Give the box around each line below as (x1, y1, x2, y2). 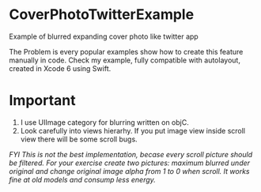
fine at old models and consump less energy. (9, 175, 157, 184)
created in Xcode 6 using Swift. (9, 63, 112, 73)
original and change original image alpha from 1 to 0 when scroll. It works (9, 166, 250, 175)
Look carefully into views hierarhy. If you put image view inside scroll (20, 126, 246, 135)
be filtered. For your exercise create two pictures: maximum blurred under (9, 158, 251, 168)
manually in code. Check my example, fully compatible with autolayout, (9, 55, 240, 65)
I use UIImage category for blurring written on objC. (20, 117, 189, 127)
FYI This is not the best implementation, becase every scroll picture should (9, 149, 252, 159)
